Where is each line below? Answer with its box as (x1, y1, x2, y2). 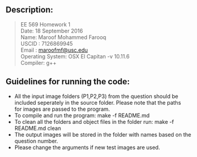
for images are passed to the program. (14, 105, 110, 112)
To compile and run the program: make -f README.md (14, 111, 150, 119)
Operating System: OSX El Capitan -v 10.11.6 (20, 52, 130, 60)
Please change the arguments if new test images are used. (14, 144, 160, 151)
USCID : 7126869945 (20, 40, 73, 47)
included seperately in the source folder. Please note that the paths (14, 99, 181, 106)
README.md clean (14, 125, 61, 132)
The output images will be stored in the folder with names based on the (14, 131, 192, 138)
